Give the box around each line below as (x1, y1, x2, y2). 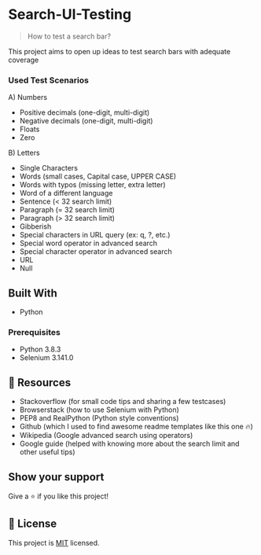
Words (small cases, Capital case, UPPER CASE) (19, 171, 177, 182)
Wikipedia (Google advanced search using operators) (19, 431, 193, 440)
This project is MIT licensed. (8, 538, 100, 547)
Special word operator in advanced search (19, 238, 158, 248)
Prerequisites (8, 326, 61, 337)
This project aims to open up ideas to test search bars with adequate (8, 46, 231, 56)
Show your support (8, 470, 105, 483)
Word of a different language (19, 189, 113, 198)
